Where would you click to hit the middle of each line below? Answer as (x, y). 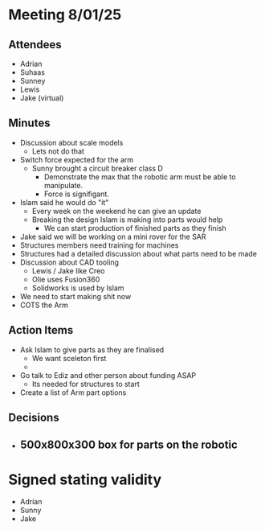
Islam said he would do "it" (64, 202)
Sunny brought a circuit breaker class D (97, 168)
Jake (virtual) (42, 98)
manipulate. (63, 185)
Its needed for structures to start (86, 384)
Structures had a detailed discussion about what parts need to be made (138, 253)
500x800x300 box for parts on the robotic (129, 445)
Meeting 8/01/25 (65, 15)
